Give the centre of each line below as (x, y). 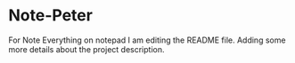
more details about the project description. (86, 49)
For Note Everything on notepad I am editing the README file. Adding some (147, 40)
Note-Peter (50, 16)
